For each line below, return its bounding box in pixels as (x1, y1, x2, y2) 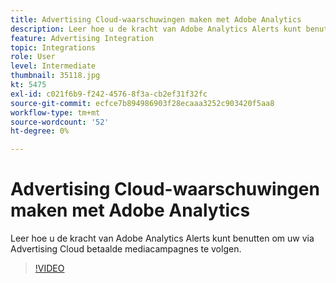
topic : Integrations (10, 42, 97, 53)
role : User (10, 52, 56, 62)
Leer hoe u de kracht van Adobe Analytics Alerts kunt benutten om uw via (10, 232, 315, 245)
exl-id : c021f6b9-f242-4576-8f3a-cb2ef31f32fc (10, 89, 208, 99)
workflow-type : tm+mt (10, 107, 101, 118)
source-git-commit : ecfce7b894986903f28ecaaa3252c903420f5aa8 (10, 98, 275, 108)
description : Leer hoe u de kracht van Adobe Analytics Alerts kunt (10, 24, 302, 34)
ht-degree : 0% (10, 126, 70, 136)
